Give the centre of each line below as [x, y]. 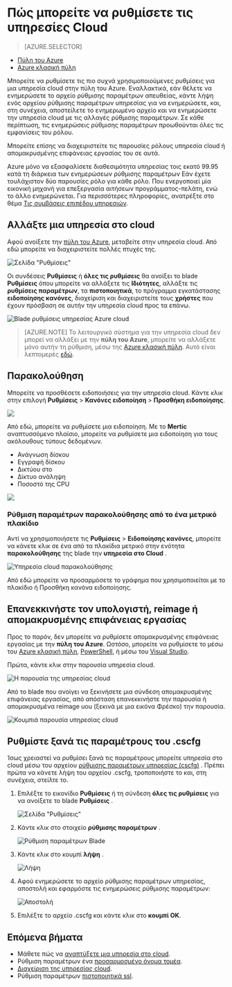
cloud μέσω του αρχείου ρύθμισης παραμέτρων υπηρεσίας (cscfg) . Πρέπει [116, 766]
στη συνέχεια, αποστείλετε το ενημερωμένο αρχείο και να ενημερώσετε [112, 110]
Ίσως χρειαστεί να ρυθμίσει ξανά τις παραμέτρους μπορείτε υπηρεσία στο [115, 758]
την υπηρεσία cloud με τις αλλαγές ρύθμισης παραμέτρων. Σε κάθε [106, 117]
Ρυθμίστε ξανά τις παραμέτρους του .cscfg [104, 742]
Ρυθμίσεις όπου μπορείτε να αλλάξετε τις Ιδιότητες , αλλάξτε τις [102, 283]
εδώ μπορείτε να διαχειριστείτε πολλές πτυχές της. [82, 249]
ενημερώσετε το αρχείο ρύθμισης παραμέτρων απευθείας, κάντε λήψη [110, 96]
